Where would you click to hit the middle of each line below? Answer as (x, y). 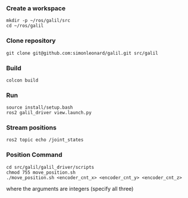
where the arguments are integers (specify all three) (70, 188)
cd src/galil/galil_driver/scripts (50, 167)
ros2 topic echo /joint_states (45, 140)
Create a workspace (36, 8)
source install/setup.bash (40, 108)
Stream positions (31, 128)
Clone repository (31, 41)
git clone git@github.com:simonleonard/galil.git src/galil (82, 53)
